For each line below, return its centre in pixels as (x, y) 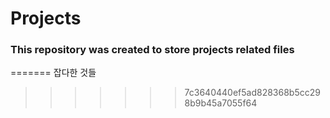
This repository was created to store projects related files (152, 50)
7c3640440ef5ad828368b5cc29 (252, 93)
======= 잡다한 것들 (53, 73)
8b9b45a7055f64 (221, 103)
